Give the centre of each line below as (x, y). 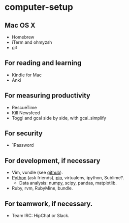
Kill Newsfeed (26, 113)
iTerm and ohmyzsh (32, 42)
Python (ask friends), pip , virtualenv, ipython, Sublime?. (68, 178)
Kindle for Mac (27, 75)
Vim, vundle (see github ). (37, 173)
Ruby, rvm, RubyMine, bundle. (42, 188)
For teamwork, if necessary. (49, 204)
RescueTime (24, 107)
